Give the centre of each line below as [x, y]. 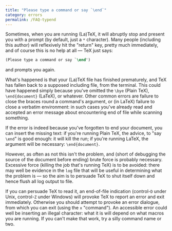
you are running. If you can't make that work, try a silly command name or [83, 219]
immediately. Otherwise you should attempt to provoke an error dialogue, [83, 202]
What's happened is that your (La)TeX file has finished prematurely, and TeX [86, 80]
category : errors [24, 15]
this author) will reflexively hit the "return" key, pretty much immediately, [82, 45]
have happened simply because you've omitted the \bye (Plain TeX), [78, 91]
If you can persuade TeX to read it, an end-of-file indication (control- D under [86, 191]
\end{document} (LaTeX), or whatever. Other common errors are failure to [82, 96]
